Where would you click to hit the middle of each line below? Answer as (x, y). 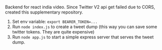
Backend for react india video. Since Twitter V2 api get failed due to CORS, (80, 7)
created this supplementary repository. (44, 12)
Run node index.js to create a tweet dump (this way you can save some (85, 27)
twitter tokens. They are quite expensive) (53, 32)
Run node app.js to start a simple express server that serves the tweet (83, 37)
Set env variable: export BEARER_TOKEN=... (55, 22)
